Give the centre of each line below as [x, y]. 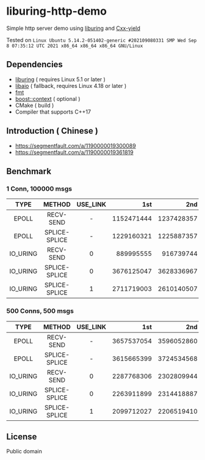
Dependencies [34, 64]
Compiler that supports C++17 [53, 112]
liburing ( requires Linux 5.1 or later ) [60, 79]
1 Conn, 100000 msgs [39, 189]
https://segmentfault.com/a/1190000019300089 [75, 145]
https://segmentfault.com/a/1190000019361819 [74, 152]
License [22, 436]
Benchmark [29, 171]
